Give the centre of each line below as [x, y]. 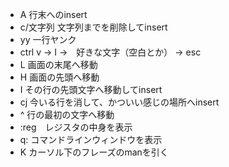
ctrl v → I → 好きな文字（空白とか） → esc [110, 52]
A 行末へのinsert [53, 14]
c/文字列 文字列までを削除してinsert [93, 27]
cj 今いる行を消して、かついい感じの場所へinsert [119, 102]
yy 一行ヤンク [48, 39]
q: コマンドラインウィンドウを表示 [91, 139]
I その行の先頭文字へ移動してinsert [91, 89]
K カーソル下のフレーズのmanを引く [94, 152]
